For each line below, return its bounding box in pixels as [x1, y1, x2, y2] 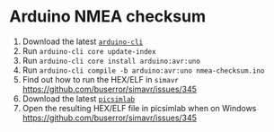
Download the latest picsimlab [22, 92, 136, 104]
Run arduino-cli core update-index [22, 45, 156, 56]
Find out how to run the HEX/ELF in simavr [22, 74, 180, 84]
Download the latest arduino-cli [22, 36, 144, 47]
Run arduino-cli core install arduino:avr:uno [22, 55, 200, 66]
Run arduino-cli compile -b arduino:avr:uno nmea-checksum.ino [22, 65, 265, 75]
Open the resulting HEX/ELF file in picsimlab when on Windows [22, 102, 257, 113]
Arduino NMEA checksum [9, 6, 207, 27]
